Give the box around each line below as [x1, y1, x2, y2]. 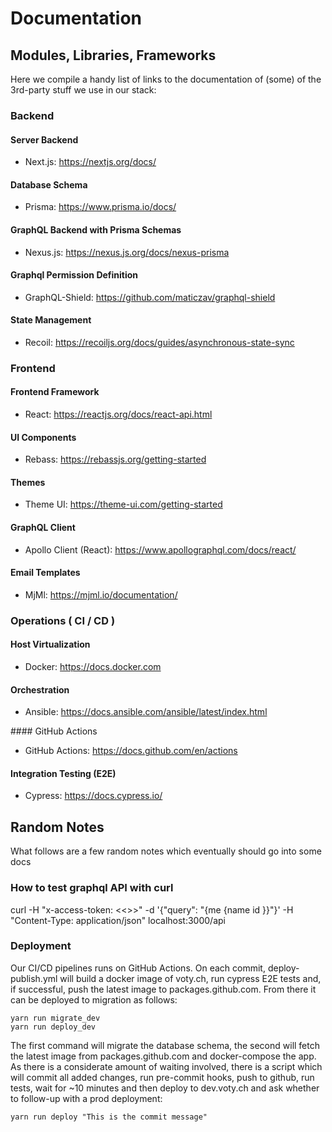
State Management [10, 314, 92, 326]
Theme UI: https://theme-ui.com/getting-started [24, 498, 223, 511]
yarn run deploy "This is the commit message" [10, 1112, 208, 1122]
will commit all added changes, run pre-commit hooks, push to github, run [10, 1071, 315, 1083]
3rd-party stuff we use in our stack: [10, 84, 157, 96]
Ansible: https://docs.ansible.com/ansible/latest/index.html [24, 706, 268, 718]
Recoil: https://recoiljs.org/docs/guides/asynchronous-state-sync [24, 336, 295, 348]
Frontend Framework [10, 386, 100, 398]
